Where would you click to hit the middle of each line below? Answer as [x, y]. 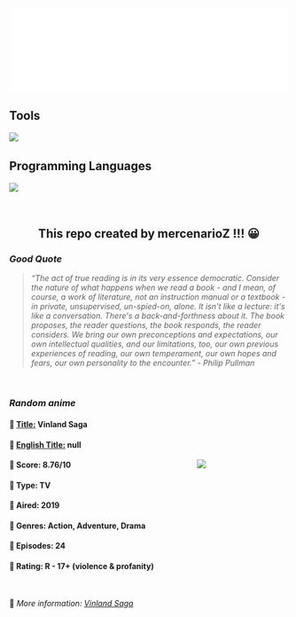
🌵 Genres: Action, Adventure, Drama [78, 526]
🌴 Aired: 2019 [35, 505]
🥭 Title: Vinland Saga [48, 424]
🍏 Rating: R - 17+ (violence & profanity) [82, 566]
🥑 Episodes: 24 [38, 546]
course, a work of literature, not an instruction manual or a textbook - [158, 297]
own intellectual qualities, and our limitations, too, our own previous [155, 344]
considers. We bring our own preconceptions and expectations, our [154, 335]
